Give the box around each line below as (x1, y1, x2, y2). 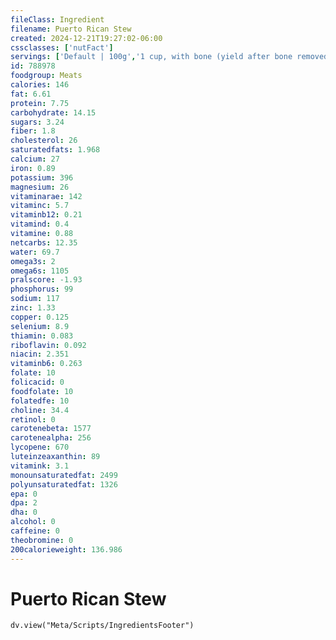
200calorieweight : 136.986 (10, 544, 123, 555)
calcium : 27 (10, 154, 60, 164)
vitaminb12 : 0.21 (10, 210, 83, 220)
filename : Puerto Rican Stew (10, 24, 132, 34)
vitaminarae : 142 (10, 191, 83, 201)
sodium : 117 (10, 294, 60, 304)
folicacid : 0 (10, 377, 65, 387)
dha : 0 (10, 507, 38, 518)
